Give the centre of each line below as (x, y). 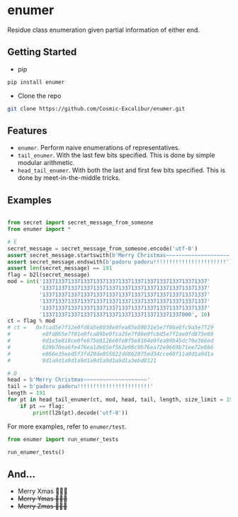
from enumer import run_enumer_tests (63, 439)
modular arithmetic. (46, 163)
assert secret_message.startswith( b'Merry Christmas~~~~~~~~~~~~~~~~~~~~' (120, 255)
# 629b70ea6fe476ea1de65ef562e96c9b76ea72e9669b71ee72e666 (110, 347)
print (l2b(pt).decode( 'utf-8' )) (81, 413)
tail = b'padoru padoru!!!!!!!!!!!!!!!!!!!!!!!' (80, 387)
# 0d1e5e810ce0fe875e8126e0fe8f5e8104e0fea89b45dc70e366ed (110, 341)
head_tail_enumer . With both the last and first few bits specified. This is (121, 170)
